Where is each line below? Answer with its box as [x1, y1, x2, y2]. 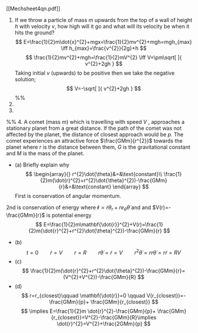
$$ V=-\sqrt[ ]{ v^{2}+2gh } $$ [66, 85, 141, 92]
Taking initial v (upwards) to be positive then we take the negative [14, 69, 175, 76]
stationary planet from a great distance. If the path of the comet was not [6, 124, 182, 132]
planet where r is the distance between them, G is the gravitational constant [6, 143, 191, 151]
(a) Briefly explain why [14, 161, 70, 168]
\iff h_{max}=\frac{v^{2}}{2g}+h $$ [61, 44, 147, 52]
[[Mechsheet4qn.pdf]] [6, 5, 61, 12]
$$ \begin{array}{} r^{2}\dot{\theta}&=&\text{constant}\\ [25, 171, 163, 177]
